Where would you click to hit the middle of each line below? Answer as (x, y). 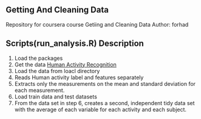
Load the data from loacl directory (57, 71)
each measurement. (39, 90)
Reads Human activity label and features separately (79, 77)
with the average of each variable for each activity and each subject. (100, 109)
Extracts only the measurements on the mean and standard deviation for (105, 83)
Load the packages (39, 58)
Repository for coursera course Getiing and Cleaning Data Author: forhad (97, 24)
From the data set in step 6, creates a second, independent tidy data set (104, 103)
